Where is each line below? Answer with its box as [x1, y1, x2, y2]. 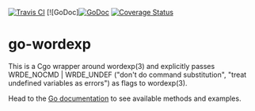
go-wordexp [8, 36, 91, 53]
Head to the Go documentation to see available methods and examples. [8, 94, 242, 103]
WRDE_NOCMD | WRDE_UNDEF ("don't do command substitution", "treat [8, 70, 247, 79]
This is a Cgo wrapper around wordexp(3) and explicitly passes [8, 61, 215, 71]
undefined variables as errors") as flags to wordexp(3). [8, 78, 188, 87]
